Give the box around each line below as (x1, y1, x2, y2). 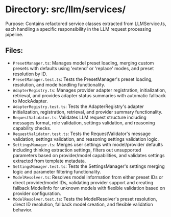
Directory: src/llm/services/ (5, 4, 126, 15)
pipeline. (5, 31, 23, 37)
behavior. (12, 206, 33, 213)
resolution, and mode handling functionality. (12, 81, 106, 88)
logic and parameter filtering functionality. (12, 168, 101, 175)
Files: (5, 46, 23, 55)
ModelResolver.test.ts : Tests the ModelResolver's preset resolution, (12, 196, 157, 202)
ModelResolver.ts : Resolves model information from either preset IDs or (12, 174, 163, 180)
